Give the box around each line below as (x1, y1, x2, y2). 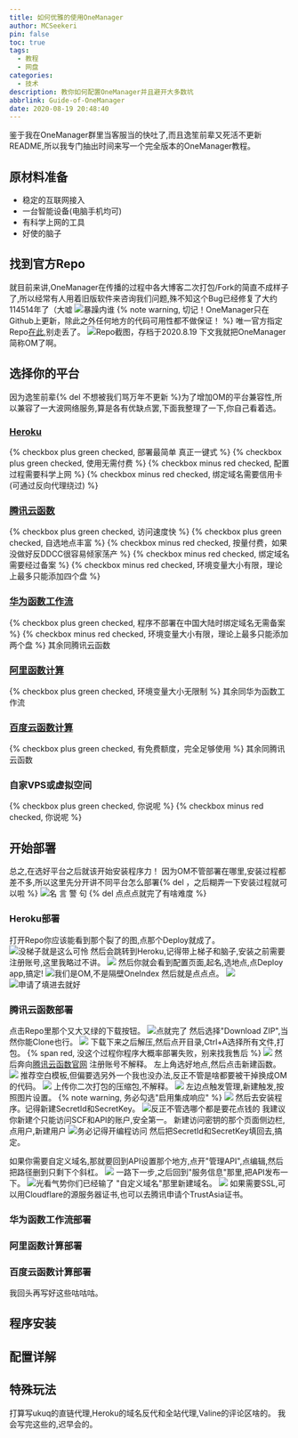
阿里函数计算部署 (9, 1239, 83, 1252)
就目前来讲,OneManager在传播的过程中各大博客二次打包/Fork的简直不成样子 (9, 281, 289, 292)
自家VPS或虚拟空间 (9, 779, 93, 792)
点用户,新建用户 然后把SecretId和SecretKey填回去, (9, 1125, 275, 1136)
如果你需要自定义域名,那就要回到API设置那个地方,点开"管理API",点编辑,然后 (9, 1155, 284, 1166)
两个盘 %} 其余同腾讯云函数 (9, 639, 111, 650)
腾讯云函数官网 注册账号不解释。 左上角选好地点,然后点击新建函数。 (32, 1059, 281, 1069)
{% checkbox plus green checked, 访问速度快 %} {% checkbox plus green (9, 526, 282, 537)
